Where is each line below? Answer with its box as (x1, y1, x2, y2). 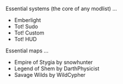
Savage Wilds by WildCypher (14, 71, 86, 78)
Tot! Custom (14, 29, 45, 36)
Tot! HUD (14, 36, 37, 42)
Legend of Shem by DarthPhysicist (14, 65, 99, 72)
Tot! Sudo (14, 23, 38, 30)
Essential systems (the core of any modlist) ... (5, 5, 117, 12)
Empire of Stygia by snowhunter (14, 59, 93, 66)
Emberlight (14, 17, 41, 23)
